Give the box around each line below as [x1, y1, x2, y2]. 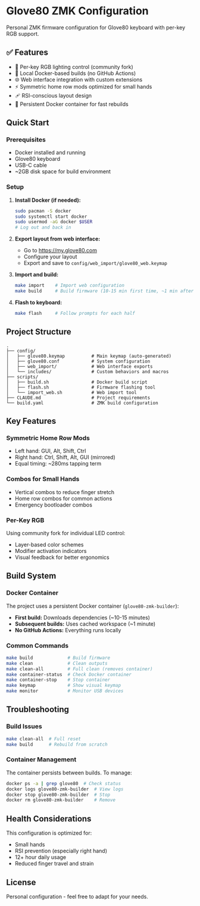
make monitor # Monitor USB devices [6, 688, 124, 694]
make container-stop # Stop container [6, 677, 111, 683]
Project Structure [6, 327, 71, 337]
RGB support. [6, 30, 39, 37]
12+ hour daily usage [14, 854, 67, 861]
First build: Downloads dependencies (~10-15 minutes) [14, 614, 151, 621]
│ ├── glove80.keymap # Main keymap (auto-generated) [6, 353, 171, 359]
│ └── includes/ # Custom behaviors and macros [6, 368, 169, 374]
